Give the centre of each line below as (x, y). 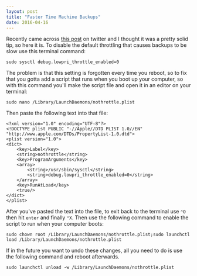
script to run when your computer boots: (55, 224)
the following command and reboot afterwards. (63, 257)
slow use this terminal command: (46, 51)
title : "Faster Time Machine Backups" (53, 17)
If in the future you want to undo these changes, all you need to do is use (94, 251)
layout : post (22, 11)
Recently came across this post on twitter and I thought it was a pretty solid (97, 39)
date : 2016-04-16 (27, 22)
